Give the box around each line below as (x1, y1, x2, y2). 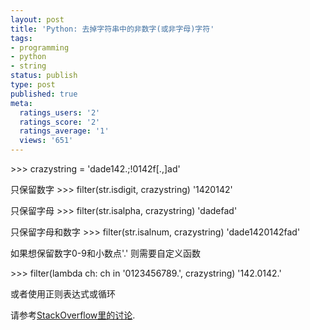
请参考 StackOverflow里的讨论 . (10, 309, 136, 321)
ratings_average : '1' (19, 126, 110, 136)
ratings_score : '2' (19, 117, 101, 127)
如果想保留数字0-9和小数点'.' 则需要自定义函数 (10, 247, 202, 259)
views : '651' (19, 136, 74, 146)
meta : (10, 98, 33, 108)
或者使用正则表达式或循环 (10, 288, 116, 300)
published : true (10, 89, 78, 99)
